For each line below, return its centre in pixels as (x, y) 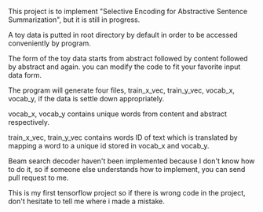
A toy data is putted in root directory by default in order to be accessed (123, 35)
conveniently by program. (50, 43)
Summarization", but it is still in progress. (74, 20)
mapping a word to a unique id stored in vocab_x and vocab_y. (109, 146)
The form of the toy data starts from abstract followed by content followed (128, 58)
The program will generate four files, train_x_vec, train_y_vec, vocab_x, (122, 90)
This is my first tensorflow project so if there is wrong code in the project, (127, 193)
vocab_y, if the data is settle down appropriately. (86, 99)
